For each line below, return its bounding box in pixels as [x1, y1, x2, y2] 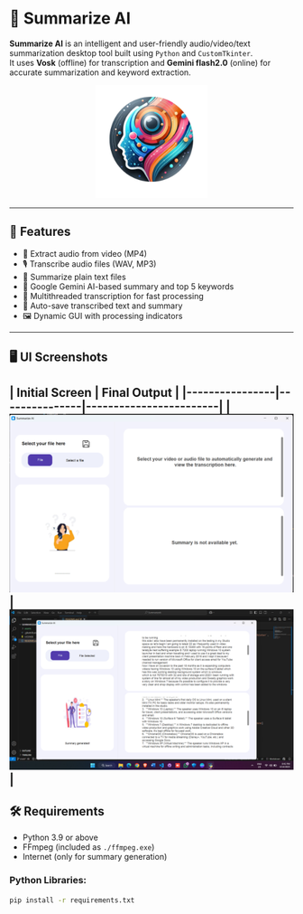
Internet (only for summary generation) [22, 852, 168, 862]
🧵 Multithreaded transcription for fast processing [22, 290, 205, 301]
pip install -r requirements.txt [9, 895, 135, 905]
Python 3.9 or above [22, 832, 99, 843]
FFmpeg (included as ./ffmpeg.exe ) [22, 842, 155, 853]
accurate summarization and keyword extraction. [9, 67, 191, 78]
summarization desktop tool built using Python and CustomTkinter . [9, 47, 253, 58]
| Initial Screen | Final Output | [9, 384, 180, 400]
